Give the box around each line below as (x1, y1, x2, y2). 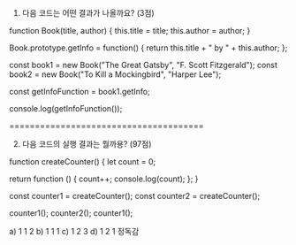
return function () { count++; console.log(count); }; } (9, 173, 199, 184)
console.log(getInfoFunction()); (9, 103, 123, 113)
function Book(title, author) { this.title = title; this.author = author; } (9, 26, 251, 35)
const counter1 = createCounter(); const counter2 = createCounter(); (9, 191, 261, 201)
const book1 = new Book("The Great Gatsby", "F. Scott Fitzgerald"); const (9, 60, 278, 70)
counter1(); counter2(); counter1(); (9, 208, 133, 218)
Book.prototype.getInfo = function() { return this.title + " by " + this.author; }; (9, 42, 288, 53)
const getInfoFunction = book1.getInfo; (9, 87, 150, 96)
